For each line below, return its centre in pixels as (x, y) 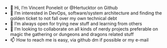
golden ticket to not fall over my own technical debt (64, 18)
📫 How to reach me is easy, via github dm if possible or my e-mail (79, 40)
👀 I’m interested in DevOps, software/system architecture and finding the (86, 13)
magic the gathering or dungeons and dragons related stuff (72, 34)
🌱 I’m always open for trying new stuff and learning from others (76, 23)
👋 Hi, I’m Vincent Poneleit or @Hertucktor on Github (64, 8)
